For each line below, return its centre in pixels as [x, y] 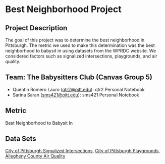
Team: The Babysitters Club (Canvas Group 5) [79, 77]
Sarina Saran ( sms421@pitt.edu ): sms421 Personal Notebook [76, 95]
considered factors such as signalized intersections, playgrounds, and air [81, 56]
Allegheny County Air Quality [35, 156]
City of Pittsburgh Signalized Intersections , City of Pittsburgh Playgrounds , [83, 151]
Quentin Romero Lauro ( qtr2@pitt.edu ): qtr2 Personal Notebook [78, 89]
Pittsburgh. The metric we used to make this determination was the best [80, 45]
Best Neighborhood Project [64, 9]
